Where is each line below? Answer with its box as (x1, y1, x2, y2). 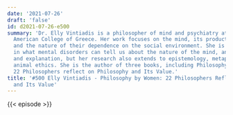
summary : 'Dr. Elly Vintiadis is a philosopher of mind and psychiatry (7, 29, 218, 37)
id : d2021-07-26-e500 (7, 23, 70, 30)
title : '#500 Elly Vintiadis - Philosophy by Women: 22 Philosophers (7, 74, 213, 82)
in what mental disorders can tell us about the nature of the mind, (13, 49, 218, 56)
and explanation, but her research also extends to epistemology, (13, 55, 209, 62)
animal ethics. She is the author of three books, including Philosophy (13, 62, 228, 69)
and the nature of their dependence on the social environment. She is (13, 42, 225, 49)
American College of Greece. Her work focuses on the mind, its (13, 36, 203, 43)
